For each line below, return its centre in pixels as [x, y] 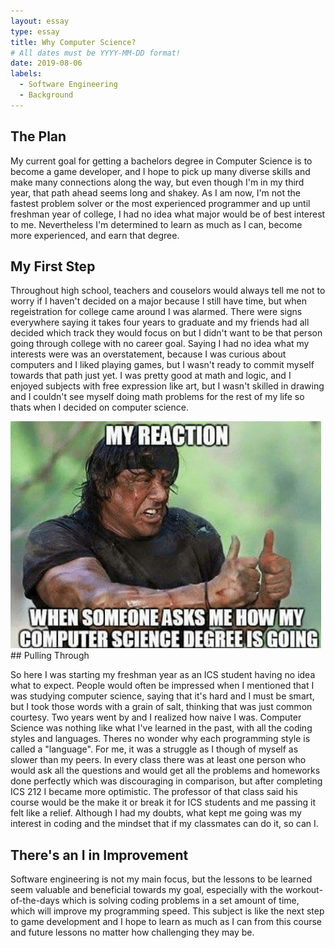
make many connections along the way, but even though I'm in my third [157, 182]
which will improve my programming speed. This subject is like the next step [167, 911]
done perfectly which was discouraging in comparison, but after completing [166, 781]
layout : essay [40, 21]
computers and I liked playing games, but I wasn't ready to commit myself [162, 365]
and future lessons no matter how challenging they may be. [132, 932]
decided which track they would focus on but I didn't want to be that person [166, 333]
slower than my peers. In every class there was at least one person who [158, 760]
